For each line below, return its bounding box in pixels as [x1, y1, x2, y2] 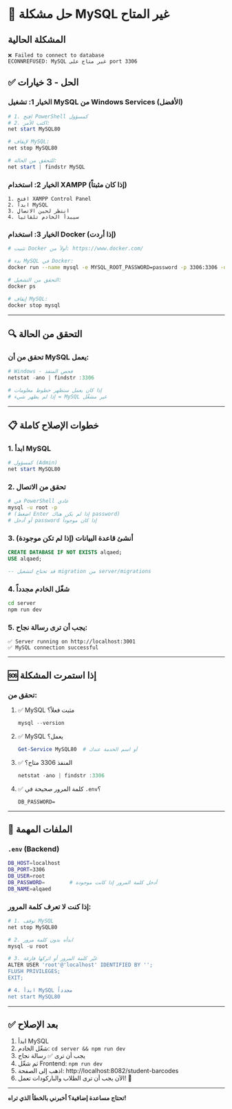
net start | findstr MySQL [8, 163, 85, 170]
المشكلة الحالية [8, 34, 66, 46]
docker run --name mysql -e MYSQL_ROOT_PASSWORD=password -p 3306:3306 [8, 264, 218, 271]
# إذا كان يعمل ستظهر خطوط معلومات [8, 386, 102, 394]
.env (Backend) [8, 844, 60, 854]
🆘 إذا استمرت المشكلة [8, 669, 97, 681]
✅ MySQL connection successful [8, 644, 99, 651]
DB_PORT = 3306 [8, 866, 45, 873]
